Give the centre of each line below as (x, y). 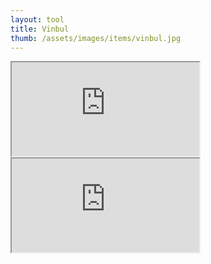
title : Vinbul (40, 29)
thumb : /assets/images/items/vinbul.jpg (96, 38)
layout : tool (37, 19)
